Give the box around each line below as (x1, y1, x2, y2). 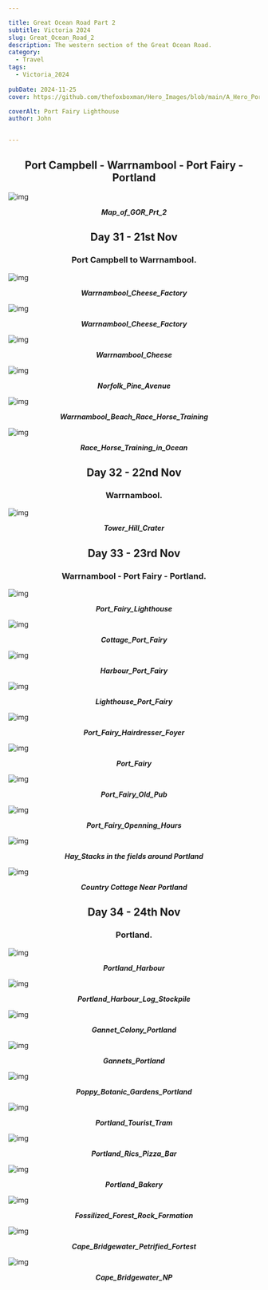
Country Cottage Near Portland (81, 883, 187, 892)
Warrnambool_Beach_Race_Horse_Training (59, 412, 209, 421)
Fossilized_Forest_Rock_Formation (74, 1210, 194, 1220)
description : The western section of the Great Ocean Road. (8, 41, 213, 49)
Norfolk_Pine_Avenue (97, 381, 171, 390)
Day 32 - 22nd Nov (86, 466, 182, 480)
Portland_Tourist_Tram (95, 1118, 173, 1127)
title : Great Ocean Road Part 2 (8, 18, 116, 26)
